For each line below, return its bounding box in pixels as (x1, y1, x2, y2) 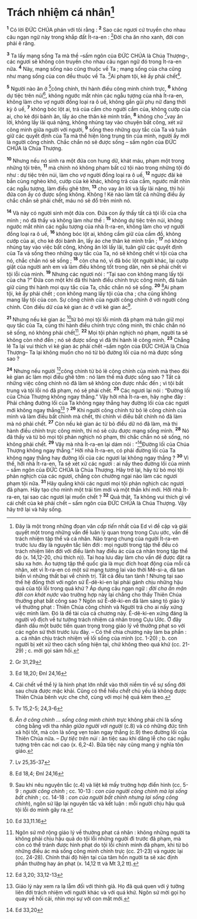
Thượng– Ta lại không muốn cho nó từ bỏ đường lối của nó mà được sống (6, 349, 183, 356)
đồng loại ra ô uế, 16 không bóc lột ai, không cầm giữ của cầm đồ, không (6, 229, 182, 237)
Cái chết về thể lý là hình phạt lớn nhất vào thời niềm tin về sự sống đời (15, 681, 186, 688)
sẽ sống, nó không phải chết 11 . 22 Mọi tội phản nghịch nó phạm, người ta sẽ (6, 328, 188, 337)
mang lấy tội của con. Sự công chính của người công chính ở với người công (6, 296, 189, 303)
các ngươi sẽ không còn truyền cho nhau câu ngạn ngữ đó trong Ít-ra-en (6, 58, 182, 65)
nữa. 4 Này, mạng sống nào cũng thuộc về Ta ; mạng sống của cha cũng (6, 64, 181, 72)
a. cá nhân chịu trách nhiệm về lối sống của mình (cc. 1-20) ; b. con (15, 635, 178, 642)
